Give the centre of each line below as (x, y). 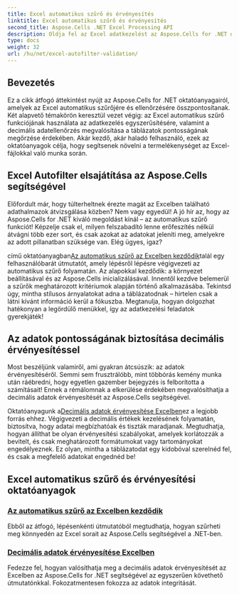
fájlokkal (20, 153)
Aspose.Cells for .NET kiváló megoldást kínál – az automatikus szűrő (107, 219)
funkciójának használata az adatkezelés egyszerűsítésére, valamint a (108, 123)
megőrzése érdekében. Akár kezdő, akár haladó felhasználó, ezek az (108, 138)
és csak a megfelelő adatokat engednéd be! (72, 457)
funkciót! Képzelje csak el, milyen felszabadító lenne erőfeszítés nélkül (111, 226)
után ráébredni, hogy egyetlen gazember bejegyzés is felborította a (106, 382)
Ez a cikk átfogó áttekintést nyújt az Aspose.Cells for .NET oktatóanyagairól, (118, 100)
